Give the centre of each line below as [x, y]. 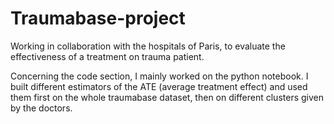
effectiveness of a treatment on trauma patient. [107, 56]
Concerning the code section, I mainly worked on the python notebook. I [159, 76]
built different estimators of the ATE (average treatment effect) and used [159, 86]
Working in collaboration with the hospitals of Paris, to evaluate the [148, 46]
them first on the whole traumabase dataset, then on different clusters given [167, 97]
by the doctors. [41, 108]
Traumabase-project [98, 18]
